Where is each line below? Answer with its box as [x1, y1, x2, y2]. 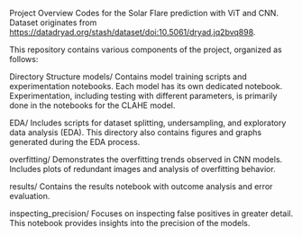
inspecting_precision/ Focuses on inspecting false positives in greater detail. [9, 208, 294, 219]
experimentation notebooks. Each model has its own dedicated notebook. [9, 81, 283, 91]
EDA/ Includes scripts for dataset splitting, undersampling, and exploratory [9, 117, 287, 128]
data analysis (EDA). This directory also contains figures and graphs [9, 127, 262, 138]
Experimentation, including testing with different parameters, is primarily [9, 90, 278, 101]
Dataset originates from [9, 17, 97, 28]
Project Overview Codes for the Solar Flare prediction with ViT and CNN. [9, 8, 279, 18]
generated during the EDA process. [9, 137, 141, 147]
